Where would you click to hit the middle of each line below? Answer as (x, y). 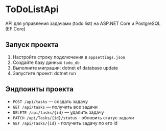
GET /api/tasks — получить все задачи (55, 107)
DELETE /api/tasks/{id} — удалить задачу (58, 112)
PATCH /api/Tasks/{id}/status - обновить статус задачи (73, 117)
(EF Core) (15, 28)
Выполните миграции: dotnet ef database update (65, 68)
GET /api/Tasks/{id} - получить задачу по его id (65, 123)
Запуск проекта (32, 45)
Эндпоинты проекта (40, 89)
